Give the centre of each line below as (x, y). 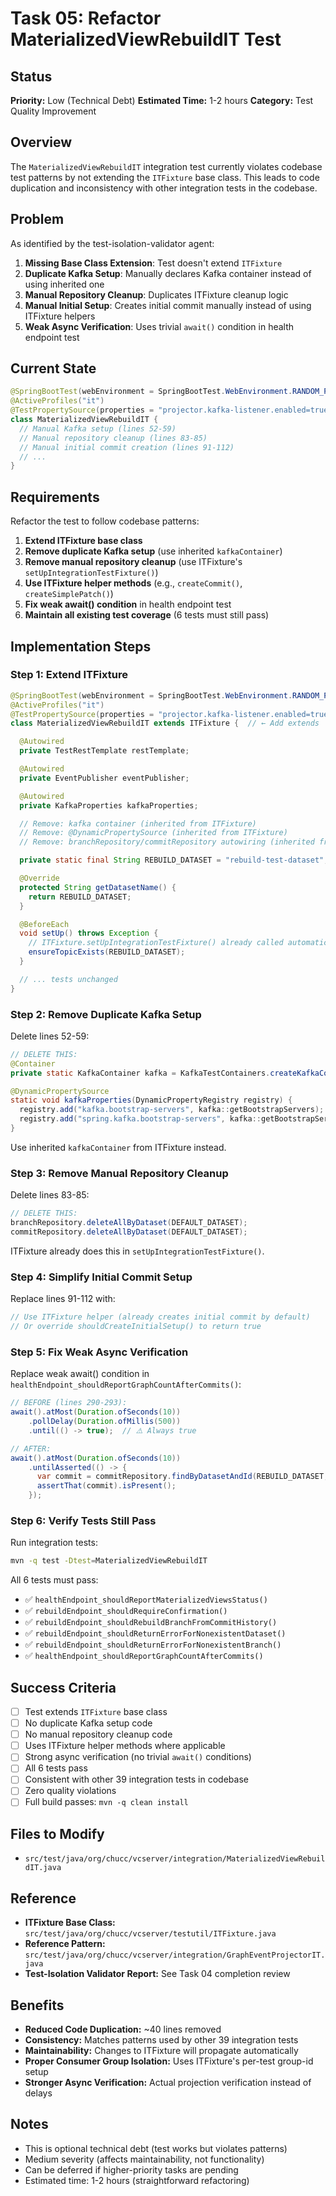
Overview (41, 142)
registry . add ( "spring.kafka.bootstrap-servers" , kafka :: (140, 1119)
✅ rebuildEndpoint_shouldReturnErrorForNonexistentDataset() (155, 1633)
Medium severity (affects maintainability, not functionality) (144, 2159)
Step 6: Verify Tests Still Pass (83, 1520)
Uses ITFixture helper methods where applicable (125, 1746)
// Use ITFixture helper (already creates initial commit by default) (160, 1317)
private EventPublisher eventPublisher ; (104, 778)
